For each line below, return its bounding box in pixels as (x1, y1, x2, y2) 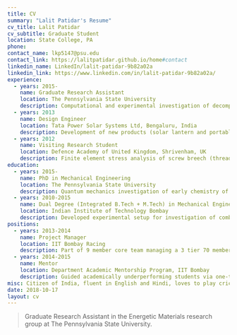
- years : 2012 (13, 135, 55, 142)
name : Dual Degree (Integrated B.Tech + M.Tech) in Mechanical (20, 201, 210, 208)
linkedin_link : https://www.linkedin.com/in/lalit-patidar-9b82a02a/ (7, 69, 217, 76)
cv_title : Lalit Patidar (7, 23, 80, 30)
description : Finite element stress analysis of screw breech (20, 155, 207, 163)
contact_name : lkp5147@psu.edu (7, 50, 99, 57)
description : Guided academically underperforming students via (20, 273, 213, 280)
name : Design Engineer (20, 115, 87, 122)
